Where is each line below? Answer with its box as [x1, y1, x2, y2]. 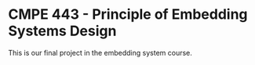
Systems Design [8, 22, 117, 40]
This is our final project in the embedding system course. [8, 48, 192, 57]
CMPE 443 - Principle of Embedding [8, 5, 249, 23]
